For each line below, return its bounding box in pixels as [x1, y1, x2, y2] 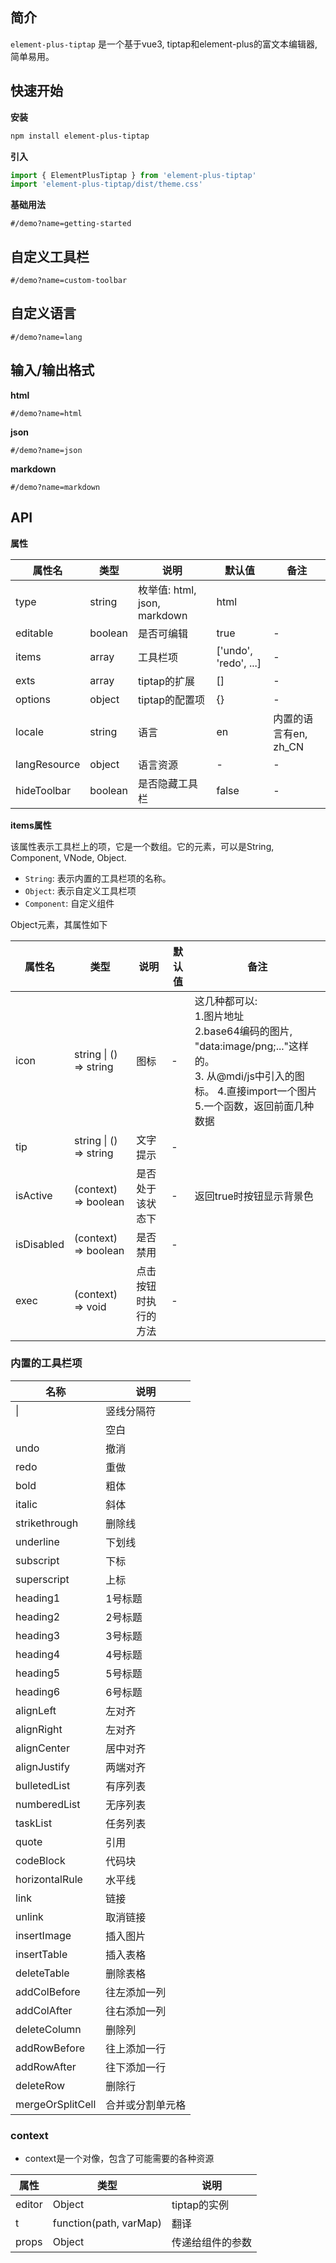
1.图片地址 [194, 1009, 245, 1023]
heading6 [15, 1684, 61, 1698]
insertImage [15, 1928, 72, 1942]
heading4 [15, 1647, 61, 1661]
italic [15, 1497, 38, 1511]
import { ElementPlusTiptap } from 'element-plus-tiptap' [10, 170, 257, 180]
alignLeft [15, 1703, 57, 1717]
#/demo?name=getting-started [10, 219, 132, 229]
